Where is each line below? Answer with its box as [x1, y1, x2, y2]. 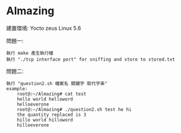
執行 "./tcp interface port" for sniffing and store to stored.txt [6, 56, 176, 62]
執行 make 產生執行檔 [6, 50, 54, 56]
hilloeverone [17, 122, 49, 128]
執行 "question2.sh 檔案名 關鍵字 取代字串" [6, 80, 108, 87]
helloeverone [17, 101, 49, 107]
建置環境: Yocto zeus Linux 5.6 [6, 24, 82, 31]
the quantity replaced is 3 [17, 112, 86, 118]
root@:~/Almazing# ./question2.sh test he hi [17, 106, 132, 112]
